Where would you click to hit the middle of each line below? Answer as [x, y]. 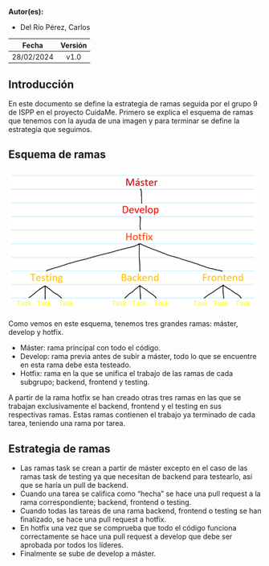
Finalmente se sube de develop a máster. [88, 554]
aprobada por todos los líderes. [72, 545]
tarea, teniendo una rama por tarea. [67, 423]
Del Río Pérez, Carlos [55, 27]
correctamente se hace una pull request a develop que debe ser [126, 537]
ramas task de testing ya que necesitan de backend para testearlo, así [136, 477]
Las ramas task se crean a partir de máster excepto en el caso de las [134, 468]
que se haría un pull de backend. [74, 485]
